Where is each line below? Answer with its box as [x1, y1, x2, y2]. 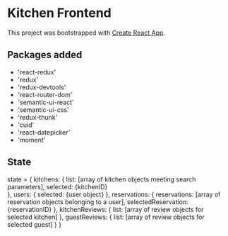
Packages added [7, 49, 83, 61]
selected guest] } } [7, 220, 62, 228]
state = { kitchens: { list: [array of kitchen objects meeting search [7, 175, 196, 184]
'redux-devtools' [17, 83, 66, 91]
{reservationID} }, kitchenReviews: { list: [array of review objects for [7, 205, 204, 213]
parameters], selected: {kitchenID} [7, 182, 108, 191]
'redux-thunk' [17, 113, 58, 121]
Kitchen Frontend [7, 5, 112, 21]
